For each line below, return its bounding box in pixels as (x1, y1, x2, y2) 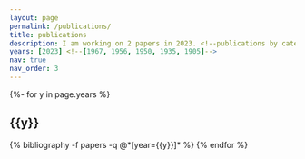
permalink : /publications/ (9, 22, 112, 31)
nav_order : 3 (9, 65, 59, 74)
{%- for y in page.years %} (9, 88, 111, 100)
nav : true (9, 55, 47, 65)
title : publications (9, 30, 88, 39)
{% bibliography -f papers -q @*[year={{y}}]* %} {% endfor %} (9, 139, 249, 150)
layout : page (9, 13, 59, 23)
